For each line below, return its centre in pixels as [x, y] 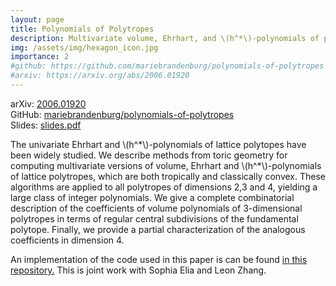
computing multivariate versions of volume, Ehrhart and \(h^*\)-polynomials [166, 165]
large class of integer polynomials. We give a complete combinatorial [152, 197]
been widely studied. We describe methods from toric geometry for [149, 155]
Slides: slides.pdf [46, 125]
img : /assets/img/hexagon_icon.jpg [84, 47]
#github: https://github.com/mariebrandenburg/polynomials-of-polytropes [167, 66]
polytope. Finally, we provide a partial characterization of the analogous [158, 229]
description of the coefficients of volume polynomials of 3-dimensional [156, 208]
